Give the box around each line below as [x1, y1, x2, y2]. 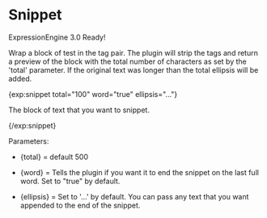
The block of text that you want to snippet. [8, 105, 150, 115]
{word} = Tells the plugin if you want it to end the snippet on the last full [19, 167, 259, 177]
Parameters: [8, 136, 49, 146]
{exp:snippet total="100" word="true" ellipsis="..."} [8, 89, 178, 99]
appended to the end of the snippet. [19, 200, 141, 210]
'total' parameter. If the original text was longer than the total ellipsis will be [8, 65, 259, 74]
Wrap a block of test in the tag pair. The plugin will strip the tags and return [8, 48, 259, 57]
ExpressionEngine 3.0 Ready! [8, 32, 106, 42]
